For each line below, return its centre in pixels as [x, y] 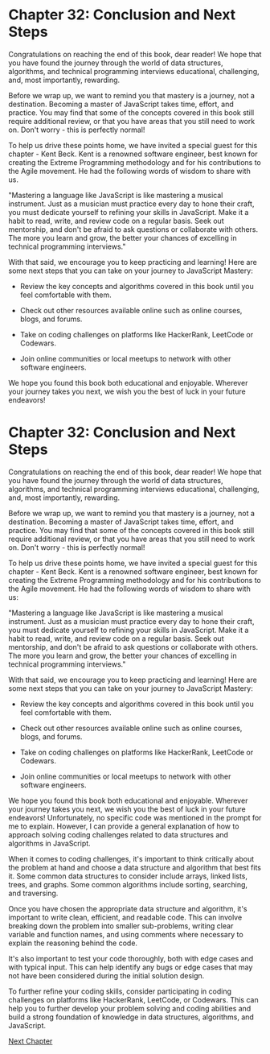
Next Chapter [31, 1041]
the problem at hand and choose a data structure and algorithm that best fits [135, 867]
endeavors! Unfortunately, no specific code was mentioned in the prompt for [135, 817]
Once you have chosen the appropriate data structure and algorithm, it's [128, 908]
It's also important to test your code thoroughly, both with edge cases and [131, 958]
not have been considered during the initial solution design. [106, 975]
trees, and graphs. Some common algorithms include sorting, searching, [128, 884]
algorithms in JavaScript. [49, 843]
